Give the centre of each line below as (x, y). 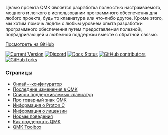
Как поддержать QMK (37, 122)
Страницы (19, 72)
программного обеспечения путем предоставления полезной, (74, 29)
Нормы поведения (33, 116)
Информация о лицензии (40, 111)
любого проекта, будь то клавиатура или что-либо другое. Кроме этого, (84, 18)
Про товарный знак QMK (40, 100)
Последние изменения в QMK (45, 89)
